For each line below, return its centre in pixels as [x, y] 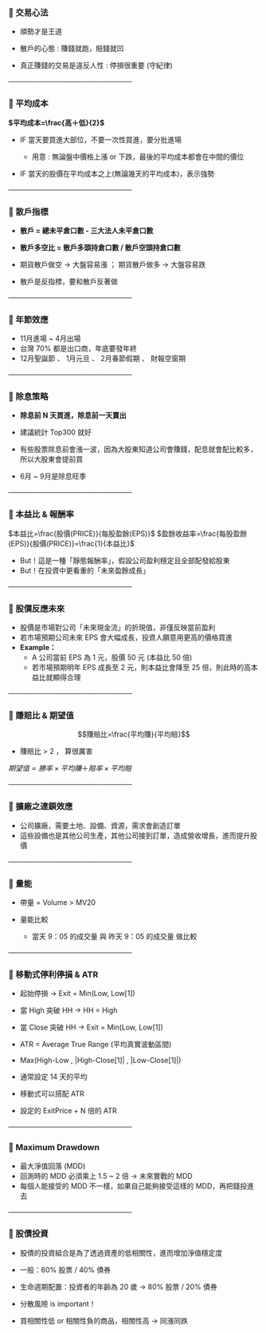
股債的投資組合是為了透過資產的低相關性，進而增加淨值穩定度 [121, 1252]
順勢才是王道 [41, 32]
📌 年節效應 [29, 319]
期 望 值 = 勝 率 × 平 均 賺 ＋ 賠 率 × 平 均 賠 [70, 768]
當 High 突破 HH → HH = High [68, 1010]
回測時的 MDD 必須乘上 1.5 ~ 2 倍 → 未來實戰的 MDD [106, 1176]
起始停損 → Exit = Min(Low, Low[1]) [77, 994]
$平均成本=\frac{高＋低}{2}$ [57, 122]
